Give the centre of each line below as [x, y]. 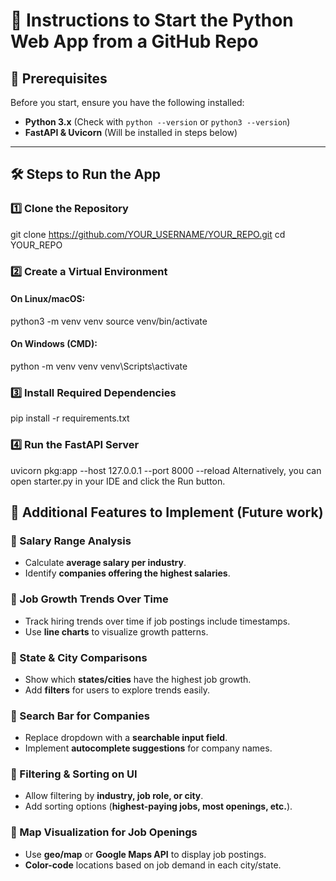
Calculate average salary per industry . [105, 563]
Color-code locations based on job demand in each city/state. [153, 865]
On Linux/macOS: [48, 299]
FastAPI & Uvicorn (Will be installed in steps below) [131, 132]
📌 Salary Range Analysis [71, 541]
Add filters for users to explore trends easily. [117, 690]
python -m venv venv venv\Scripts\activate [99, 366]
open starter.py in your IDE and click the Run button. [118, 481]
